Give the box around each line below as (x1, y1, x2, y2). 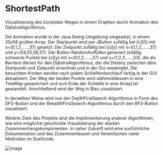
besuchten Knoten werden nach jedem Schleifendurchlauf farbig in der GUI (5, 70, 157, 76)
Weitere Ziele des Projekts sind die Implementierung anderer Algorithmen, (5, 115, 154, 121)
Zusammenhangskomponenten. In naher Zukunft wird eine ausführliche (5, 125, 149, 131)
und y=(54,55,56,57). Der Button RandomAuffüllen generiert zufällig (5, 49, 141, 55)
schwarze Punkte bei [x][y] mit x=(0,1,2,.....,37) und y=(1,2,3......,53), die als (5, 54, 156, 60)
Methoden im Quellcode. (5, 135, 55, 142)
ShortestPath (5, 3, 60, 14)
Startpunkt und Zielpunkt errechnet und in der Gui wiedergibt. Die (5, 65, 138, 71)
